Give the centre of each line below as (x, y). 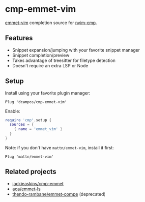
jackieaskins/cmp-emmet (38, 183)
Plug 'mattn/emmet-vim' (29, 157)
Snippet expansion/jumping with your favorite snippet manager (76, 50)
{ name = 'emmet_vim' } (38, 129)
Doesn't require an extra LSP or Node (50, 65)
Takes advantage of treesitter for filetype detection (64, 60)
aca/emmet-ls (26, 189)
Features (19, 38)
